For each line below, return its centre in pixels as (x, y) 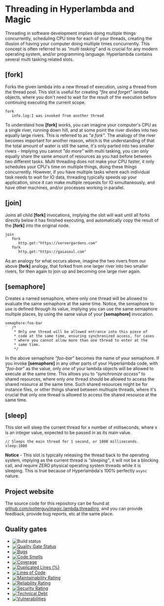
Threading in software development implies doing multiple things (70, 33)
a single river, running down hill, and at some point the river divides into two (82, 130)
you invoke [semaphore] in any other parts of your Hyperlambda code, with (82, 363)
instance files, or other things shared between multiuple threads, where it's (81, 389)
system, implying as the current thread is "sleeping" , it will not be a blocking (82, 460)
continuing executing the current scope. (46, 102)
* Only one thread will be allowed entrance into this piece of (81, 332)
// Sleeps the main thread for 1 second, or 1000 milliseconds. (72, 442)
